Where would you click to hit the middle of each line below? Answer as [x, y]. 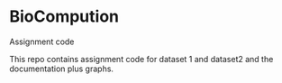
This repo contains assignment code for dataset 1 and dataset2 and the [141, 59]
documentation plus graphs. [62, 69]
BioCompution [64, 17]
